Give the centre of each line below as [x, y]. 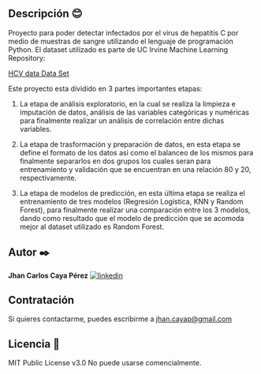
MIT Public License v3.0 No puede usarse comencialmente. [105, 363]
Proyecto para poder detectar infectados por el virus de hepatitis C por [123, 32]
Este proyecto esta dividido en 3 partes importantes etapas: [105, 88]
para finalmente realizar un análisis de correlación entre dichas [122, 120]
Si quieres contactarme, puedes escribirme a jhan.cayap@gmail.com [120, 319]
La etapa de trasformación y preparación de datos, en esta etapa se [130, 144]
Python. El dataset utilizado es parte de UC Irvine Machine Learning [118, 49]
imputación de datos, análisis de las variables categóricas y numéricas [134, 112]
